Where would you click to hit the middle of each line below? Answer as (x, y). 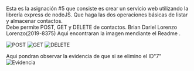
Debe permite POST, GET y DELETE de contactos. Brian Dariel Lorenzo (92, 27)
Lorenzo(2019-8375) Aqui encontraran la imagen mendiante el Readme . (93, 33)
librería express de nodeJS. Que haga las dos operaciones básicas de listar (97, 15)
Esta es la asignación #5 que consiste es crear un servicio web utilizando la (97, 9)
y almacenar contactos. (35, 21)
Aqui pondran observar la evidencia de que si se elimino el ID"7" (84, 56)
